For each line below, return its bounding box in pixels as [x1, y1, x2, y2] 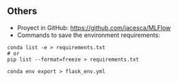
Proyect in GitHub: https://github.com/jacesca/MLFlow [16, 23, 171, 31]
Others [7, 5, 38, 17]
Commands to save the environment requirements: [16, 31, 161, 39]
